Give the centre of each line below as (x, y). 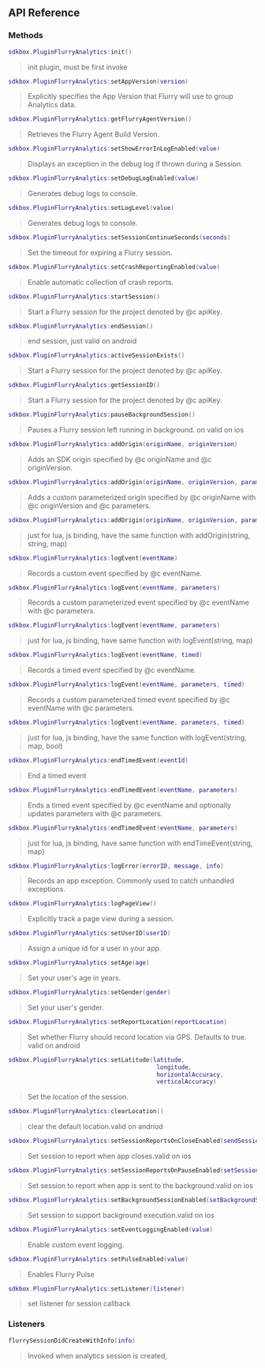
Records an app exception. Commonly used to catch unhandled (131, 881)
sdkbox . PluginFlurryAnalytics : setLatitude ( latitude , (97, 1060)
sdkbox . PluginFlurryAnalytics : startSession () (84, 296)
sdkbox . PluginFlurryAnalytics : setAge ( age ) (79, 963)
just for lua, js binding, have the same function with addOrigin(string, (139, 535)
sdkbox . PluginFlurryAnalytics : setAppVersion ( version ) (99, 81)
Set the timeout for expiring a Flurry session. (100, 253)
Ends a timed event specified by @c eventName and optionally (129, 805)
